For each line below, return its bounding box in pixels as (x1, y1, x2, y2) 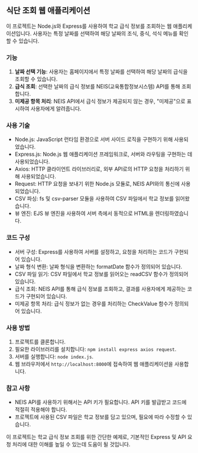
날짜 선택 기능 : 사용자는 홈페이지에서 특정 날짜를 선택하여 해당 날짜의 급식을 (14, 68, 188, 75)
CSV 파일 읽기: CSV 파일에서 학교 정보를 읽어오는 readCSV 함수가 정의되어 (14, 270, 189, 277)
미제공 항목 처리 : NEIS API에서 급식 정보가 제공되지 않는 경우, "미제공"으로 (14, 98, 186, 105)
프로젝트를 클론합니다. (14, 338, 66, 345)
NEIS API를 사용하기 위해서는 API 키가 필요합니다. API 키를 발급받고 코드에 (14, 399, 187, 406)
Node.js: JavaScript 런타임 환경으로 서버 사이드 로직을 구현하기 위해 (14, 136, 173, 143)
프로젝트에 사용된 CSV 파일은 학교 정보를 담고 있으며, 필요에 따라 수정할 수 (14, 413, 186, 420)
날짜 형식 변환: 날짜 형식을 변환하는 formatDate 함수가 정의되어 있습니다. (14, 263, 183, 270)
